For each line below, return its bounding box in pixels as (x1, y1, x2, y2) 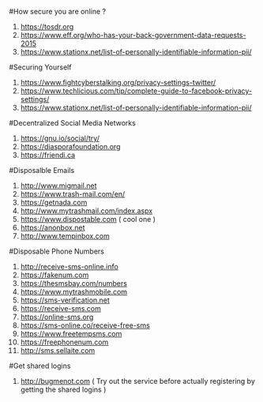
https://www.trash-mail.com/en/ (20, 190, 126, 198)
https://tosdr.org (20, 22, 74, 31)
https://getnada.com (20, 197, 88, 207)
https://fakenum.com (20, 270, 89, 280)
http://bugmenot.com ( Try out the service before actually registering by (20, 377, 256, 385)
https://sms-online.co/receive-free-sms (20, 321, 151, 330)
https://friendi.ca (20, 150, 76, 160)
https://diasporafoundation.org (20, 142, 121, 151)
